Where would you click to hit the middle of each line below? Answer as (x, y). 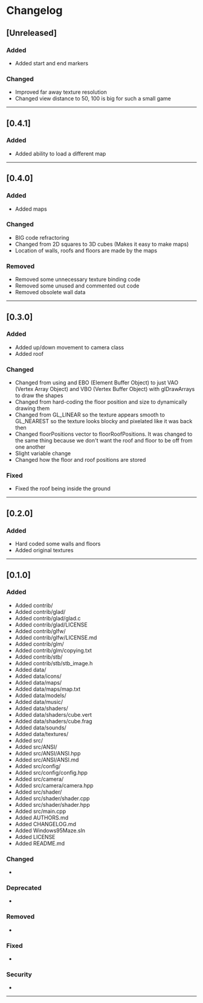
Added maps (31, 209)
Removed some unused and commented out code (77, 286)
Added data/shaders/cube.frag (53, 721)
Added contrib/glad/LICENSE (51, 625)
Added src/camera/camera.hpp (54, 785)
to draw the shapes (39, 396)
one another (30, 447)
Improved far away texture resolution (61, 92)
